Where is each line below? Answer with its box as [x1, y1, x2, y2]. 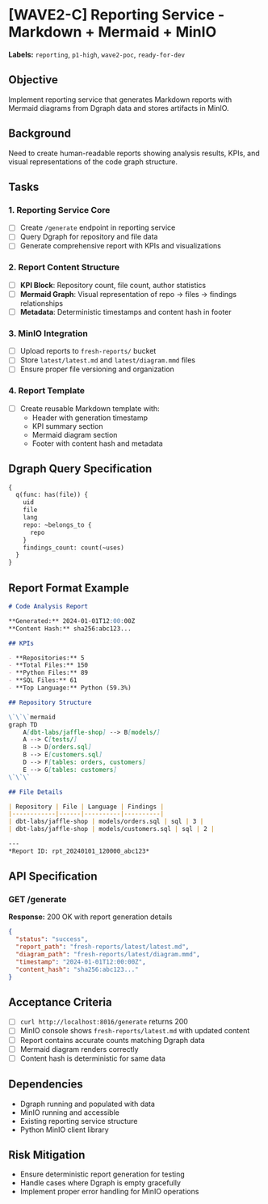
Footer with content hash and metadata [31, 439, 163, 448]
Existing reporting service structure [19, 1116, 138, 1126]
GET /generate [8, 894, 67, 905]
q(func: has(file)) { [15, 491, 89, 499]
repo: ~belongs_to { [23, 520, 92, 529]
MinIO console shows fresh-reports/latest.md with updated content [19, 1026, 250, 1036]
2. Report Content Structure [8, 261, 119, 273]
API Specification [8, 870, 98, 884]
